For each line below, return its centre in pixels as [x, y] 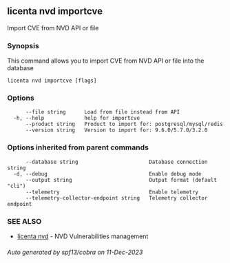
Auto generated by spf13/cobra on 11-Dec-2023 [75, 252]
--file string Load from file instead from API [103, 112]
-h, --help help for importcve [76, 118]
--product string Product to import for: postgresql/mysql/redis [124, 124]
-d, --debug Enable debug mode [107, 174]
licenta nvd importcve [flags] [52, 81]
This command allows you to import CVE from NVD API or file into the [106, 61]
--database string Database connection [116, 162]
